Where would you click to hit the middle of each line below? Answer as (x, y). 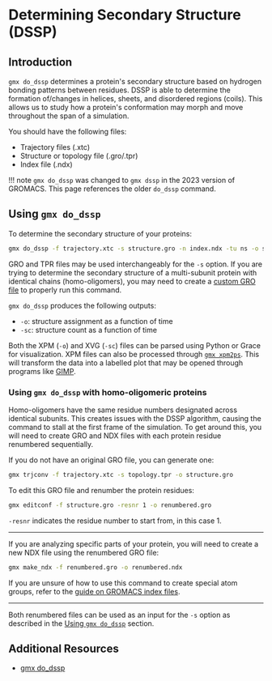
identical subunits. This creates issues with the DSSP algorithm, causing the (135, 418)
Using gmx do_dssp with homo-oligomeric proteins (108, 392)
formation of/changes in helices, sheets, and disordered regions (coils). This (136, 98)
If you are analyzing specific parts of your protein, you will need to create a (134, 543)
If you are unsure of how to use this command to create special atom (123, 583)
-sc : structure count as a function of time (89, 330)
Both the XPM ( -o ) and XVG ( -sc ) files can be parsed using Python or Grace (135, 345)
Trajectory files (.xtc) (55, 147)
